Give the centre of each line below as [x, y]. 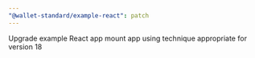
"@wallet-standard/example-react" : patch [79, 15]
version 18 [25, 46]
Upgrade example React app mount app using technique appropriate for [128, 38]
